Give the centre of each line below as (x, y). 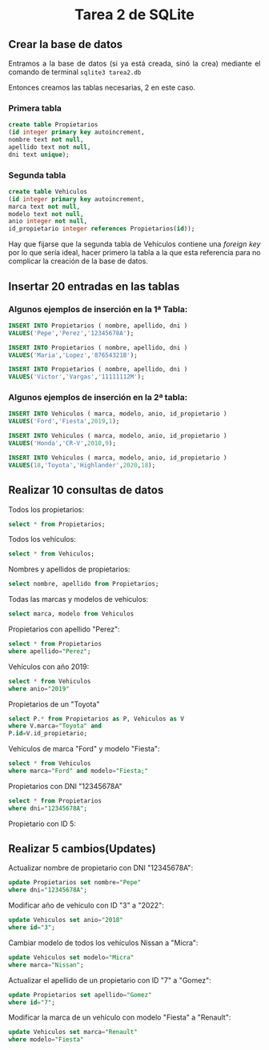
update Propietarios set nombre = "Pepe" (75, 883)
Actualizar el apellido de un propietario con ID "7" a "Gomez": (110, 980)
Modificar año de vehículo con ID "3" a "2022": (86, 905)
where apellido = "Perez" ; (50, 651)
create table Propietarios (53, 125)
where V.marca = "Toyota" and (55, 726)
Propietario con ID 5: (42, 824)
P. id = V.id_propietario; (48, 734)
